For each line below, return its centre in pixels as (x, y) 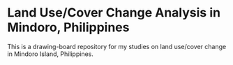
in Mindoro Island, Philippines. (51, 54)
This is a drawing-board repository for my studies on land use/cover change (117, 46)
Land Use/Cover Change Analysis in (114, 13)
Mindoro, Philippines (68, 27)
